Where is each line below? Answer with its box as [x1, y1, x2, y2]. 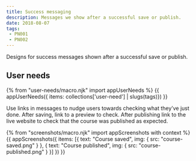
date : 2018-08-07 [6, 20, 50, 26]
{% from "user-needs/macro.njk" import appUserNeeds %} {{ [6, 87, 159, 94]
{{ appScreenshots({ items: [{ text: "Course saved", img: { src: [6, 135, 160, 142]
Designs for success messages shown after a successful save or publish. [6, 53, 188, 60]
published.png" [6, 148, 44, 155]
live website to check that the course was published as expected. [6, 117, 168, 124]
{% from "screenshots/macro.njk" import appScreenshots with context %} [6, 129, 191, 136]
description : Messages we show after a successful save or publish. [6, 14, 182, 20]
